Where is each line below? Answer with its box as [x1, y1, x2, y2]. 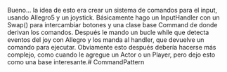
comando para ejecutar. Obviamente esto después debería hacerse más [7, 43, 216, 51]
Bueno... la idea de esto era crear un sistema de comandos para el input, [7, 6, 218, 14]
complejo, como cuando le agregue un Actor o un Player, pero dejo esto [7, 50, 216, 59]
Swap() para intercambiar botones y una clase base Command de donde [7, 21, 218, 29]
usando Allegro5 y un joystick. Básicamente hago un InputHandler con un [7, 13, 220, 22]
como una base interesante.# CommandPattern [7, 58, 145, 66]
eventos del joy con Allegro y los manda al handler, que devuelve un [7, 36, 205, 44]
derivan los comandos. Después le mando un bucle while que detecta [7, 28, 209, 36]
